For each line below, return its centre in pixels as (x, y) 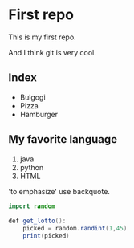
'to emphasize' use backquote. (59, 191)
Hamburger (39, 114)
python (32, 167)
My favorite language (63, 139)
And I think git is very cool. (52, 52)
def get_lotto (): (37, 221)
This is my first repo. (42, 37)
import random (32, 206)
